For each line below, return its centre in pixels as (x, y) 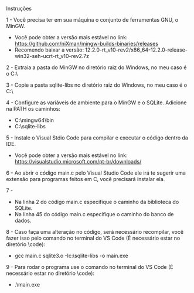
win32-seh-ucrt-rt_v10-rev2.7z (52, 56)
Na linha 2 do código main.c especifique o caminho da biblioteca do (97, 202)
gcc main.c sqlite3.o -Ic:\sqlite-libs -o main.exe (71, 255)
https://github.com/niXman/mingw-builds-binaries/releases (86, 44)
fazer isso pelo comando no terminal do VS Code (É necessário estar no (93, 238)
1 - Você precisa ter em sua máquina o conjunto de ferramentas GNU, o (92, 20)
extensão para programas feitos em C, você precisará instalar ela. (86, 179)
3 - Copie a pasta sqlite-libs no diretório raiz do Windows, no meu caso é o (97, 85)
